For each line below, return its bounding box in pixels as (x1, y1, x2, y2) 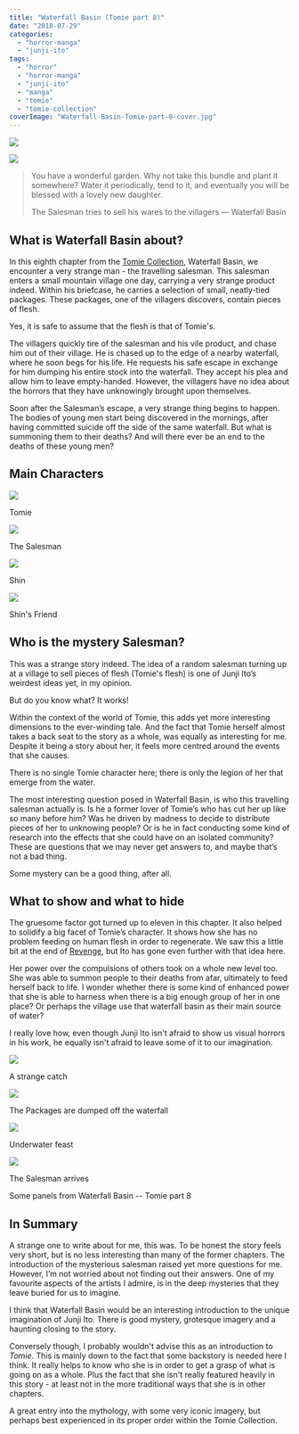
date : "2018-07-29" (9, 21, 82, 30)
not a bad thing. (9, 851, 68, 861)
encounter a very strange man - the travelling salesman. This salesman (9, 265, 270, 276)
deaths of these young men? (9, 441, 114, 451)
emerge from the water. (9, 777, 96, 787)
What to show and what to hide (9, 894, 185, 909)
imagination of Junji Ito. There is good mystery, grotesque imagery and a (9, 1314, 276, 1325)
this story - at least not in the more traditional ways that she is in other (9, 1379, 266, 1389)
